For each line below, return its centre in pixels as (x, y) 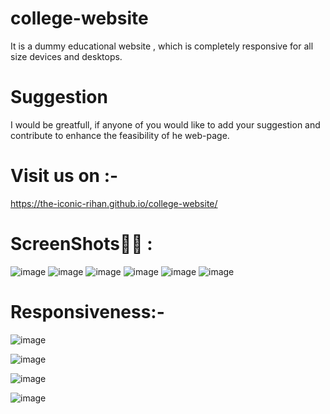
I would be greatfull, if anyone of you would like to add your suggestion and (165, 124)
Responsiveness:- (87, 311)
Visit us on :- (64, 176)
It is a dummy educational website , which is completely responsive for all (162, 46)
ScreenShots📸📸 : (81, 244)
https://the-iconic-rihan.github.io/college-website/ (114, 203)
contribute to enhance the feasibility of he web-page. (120, 135)
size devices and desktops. (66, 56)
